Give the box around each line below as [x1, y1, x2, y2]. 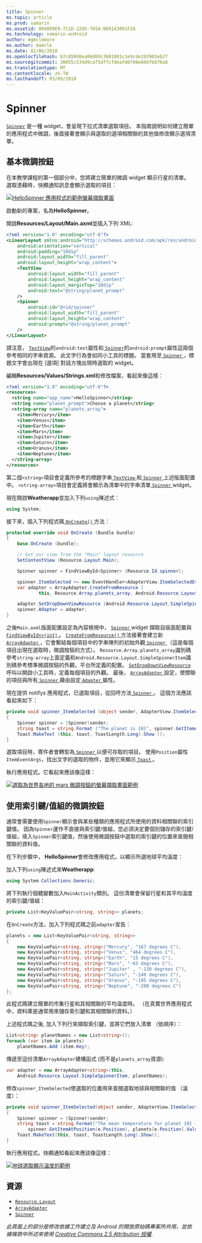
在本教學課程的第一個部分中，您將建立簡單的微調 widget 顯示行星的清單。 [6, 174, 189, 181]
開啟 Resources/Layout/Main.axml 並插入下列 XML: [6, 219, 133, 227]
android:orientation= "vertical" [17, 243, 98, 249]
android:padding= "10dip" [17, 248, 79, 254]
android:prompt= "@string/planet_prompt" [28, 321, 130, 327]
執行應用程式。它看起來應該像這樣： [6, 769, 96, 776]
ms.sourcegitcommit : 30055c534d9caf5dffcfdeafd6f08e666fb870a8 [6, 59, 168, 65]
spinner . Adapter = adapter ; [17, 607, 87, 613]
